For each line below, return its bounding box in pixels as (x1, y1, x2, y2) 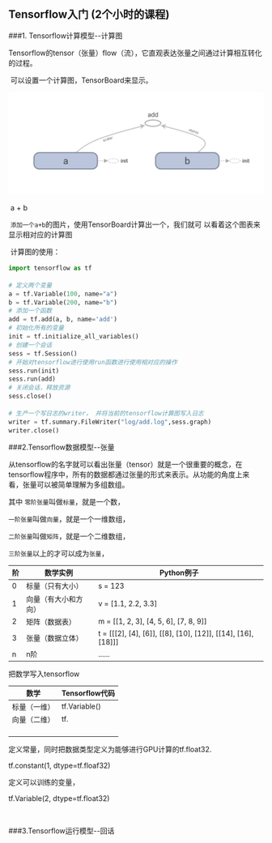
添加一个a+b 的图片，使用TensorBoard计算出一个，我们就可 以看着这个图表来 (10, 219, 261, 229)
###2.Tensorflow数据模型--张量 (8, 442, 115, 452)
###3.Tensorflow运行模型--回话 (8, 826, 115, 836)
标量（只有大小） (26, 581, 83, 591)
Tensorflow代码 (62, 688, 116, 698)
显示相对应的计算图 (8, 230, 73, 240)
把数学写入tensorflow (8, 669, 80, 679)
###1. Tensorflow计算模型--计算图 (8, 31, 123, 40)
